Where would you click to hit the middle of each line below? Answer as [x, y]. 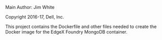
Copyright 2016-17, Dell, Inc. [35, 17]
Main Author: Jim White [30, 7]
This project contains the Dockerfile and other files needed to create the [81, 26]
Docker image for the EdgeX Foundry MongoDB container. [66, 32]
